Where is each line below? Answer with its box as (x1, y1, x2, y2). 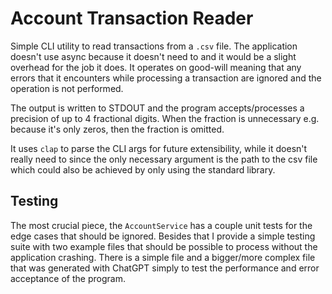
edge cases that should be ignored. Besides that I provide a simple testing (10, 230, 316, 242)
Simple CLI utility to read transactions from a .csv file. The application (10, 40, 298, 52)
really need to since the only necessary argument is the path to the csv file (10, 153, 318, 165)
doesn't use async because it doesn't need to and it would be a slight (10, 50, 297, 62)
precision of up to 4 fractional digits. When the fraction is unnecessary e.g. (10, 112, 320, 124)
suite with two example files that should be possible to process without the (10, 240, 318, 252)
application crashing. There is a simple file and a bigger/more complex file (10, 251, 316, 263)
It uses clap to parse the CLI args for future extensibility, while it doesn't (10, 142, 308, 154)
